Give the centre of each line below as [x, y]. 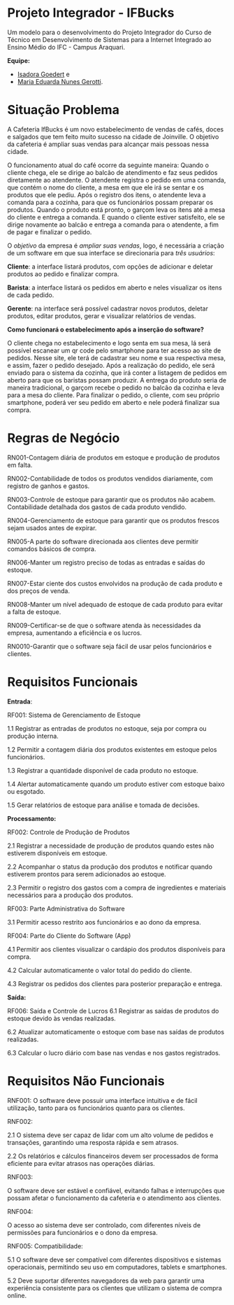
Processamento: [32, 818]
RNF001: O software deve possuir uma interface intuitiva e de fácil [102, 1100]
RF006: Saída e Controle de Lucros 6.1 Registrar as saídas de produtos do [113, 1011]
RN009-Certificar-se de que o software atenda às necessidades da [104, 625]
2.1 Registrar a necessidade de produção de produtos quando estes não [111, 846]
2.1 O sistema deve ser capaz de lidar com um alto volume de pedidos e [110, 1135]
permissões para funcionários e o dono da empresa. [83, 1232]
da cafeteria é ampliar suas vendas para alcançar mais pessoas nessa [108, 144]
